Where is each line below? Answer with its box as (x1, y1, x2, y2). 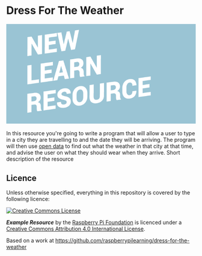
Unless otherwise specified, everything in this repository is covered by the (6, 189, 191, 196)
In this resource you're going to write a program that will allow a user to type (6, 130, 195, 137)
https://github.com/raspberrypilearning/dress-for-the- (55, 237, 190, 245)
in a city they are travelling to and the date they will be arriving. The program (6, 136, 196, 144)
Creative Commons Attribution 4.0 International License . (6, 225, 145, 232)
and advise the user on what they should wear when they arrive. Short (6, 149, 180, 156)
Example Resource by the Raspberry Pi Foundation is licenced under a (6, 219, 182, 226)
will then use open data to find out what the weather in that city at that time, (6, 142, 194, 150)
